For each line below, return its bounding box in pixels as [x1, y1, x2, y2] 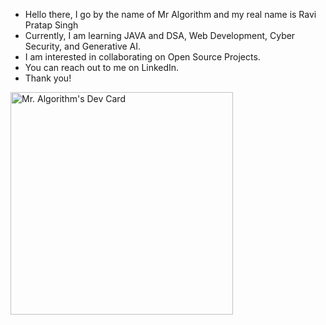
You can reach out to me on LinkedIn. [24, 62, 180, 73]
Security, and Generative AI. [24, 40, 142, 52]
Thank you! [24, 72, 72, 84]
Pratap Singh [24, 19, 79, 31]
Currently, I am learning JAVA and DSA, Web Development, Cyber [24, 30, 296, 41]
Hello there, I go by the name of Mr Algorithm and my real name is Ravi [24, 9, 317, 20]
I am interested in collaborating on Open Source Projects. [24, 51, 261, 63]
